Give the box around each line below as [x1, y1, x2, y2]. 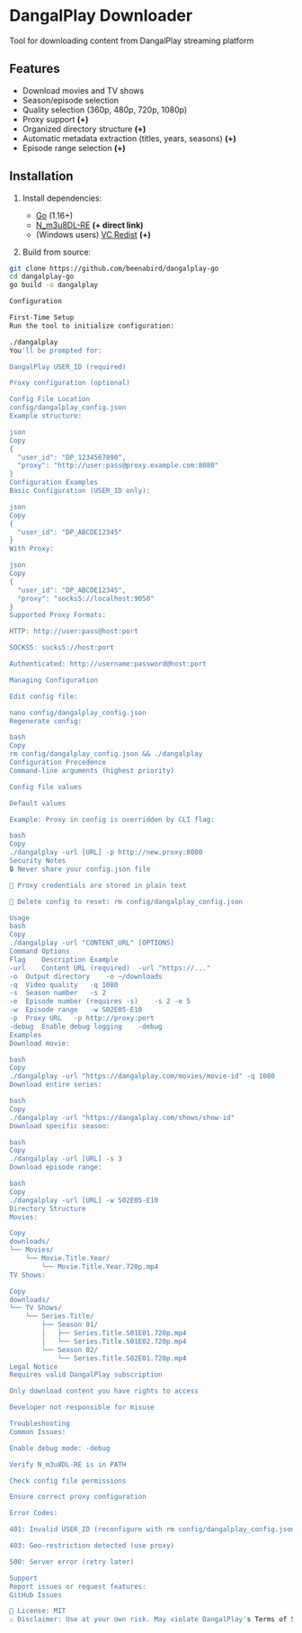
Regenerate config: [9, 716, 83, 725]
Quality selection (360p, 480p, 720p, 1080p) [22, 104, 188, 115]
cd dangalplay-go [9, 272, 75, 282]
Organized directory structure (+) [22, 123, 147, 134]
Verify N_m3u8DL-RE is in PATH [9, 1459, 127, 1469]
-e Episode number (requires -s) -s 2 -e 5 [9, 997, 191, 1006]
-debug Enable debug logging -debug [9, 1022, 164, 1031]
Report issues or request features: [9, 1582, 147, 1591]
